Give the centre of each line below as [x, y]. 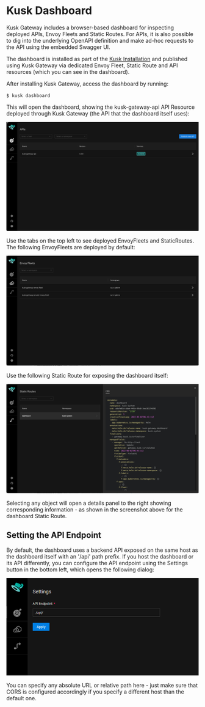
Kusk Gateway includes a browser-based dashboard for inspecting [90, 27]
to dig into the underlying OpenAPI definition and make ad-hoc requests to [100, 40]
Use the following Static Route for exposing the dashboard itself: [87, 375]
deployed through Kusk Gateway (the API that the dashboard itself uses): [98, 113]
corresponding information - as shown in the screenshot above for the [95, 510]
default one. [21, 698]
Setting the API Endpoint [54, 535]
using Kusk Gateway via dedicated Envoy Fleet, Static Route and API [92, 65]
